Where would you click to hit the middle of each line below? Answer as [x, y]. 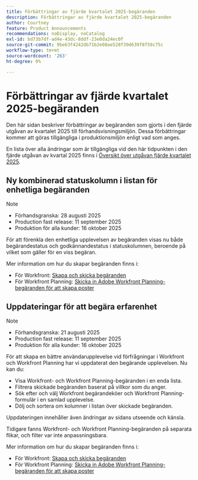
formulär [25, 400]
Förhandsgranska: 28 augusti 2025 [58, 216]
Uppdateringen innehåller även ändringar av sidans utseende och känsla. [96, 418]
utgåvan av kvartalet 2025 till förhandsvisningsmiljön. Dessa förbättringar [96, 131]
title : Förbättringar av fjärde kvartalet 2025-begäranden [81, 12]
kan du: [15, 370]
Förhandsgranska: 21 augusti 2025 [57, 333]
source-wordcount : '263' [37, 56]
